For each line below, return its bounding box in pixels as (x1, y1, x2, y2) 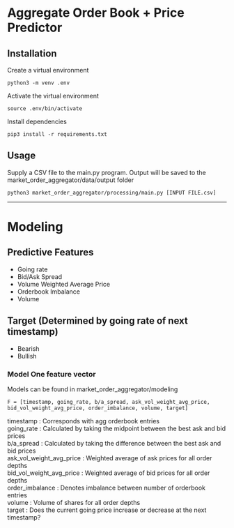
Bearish (17, 344, 40, 353)
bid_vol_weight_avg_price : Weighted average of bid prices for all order (7, 469, 210, 477)
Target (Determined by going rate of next (7, 315, 188, 327)
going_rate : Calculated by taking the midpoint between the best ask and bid (7, 424, 226, 432)
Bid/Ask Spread (17, 272, 63, 280)
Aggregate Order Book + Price (7, 5, 185, 21)
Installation (7, 47, 57, 59)
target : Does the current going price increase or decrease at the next (7, 506, 207, 514)
